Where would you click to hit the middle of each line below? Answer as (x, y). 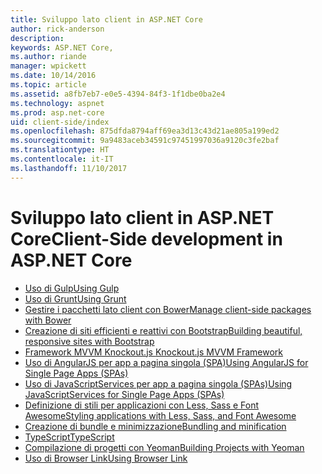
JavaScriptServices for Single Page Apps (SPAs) (124, 394)
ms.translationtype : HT (60, 150)
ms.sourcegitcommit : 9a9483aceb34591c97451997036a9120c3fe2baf (145, 141)
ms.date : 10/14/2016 (53, 76)
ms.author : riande (48, 57)
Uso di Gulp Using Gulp (72, 288)
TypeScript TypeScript (69, 437)
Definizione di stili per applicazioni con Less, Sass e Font (142, 405)
